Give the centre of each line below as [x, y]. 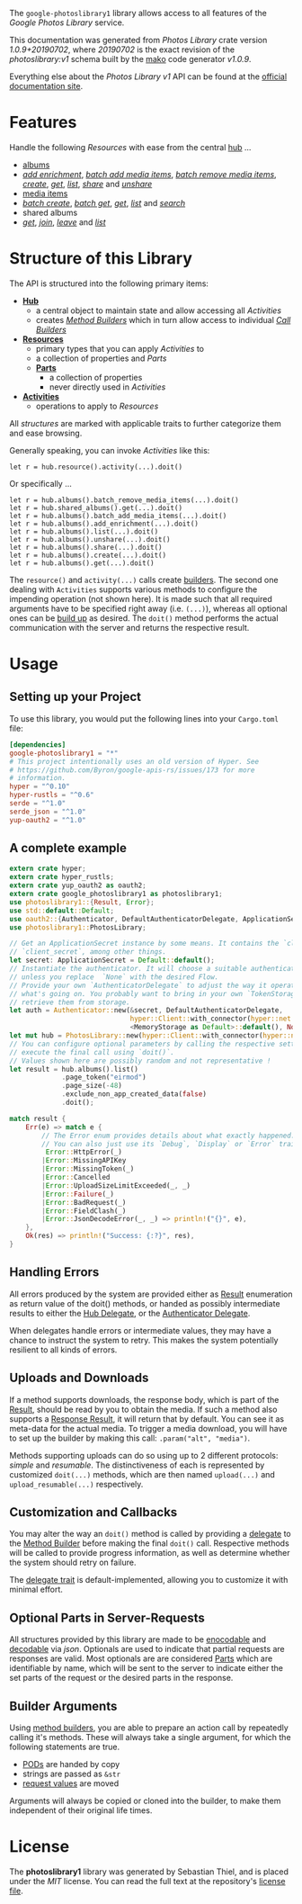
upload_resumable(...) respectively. [76, 1484]
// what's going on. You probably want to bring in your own [126, 993]
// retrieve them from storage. [70, 1002]
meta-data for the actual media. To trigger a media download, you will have [148, 1428]
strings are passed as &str [71, 1774]
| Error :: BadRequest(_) [84, 1202]
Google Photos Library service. [67, 22]
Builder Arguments [63, 1706]
